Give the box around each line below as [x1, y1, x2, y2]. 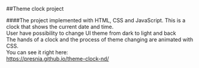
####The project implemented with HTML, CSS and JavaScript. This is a [6, 17, 186, 23]
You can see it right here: [6, 49, 68, 56]
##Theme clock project [6, 5, 64, 12]
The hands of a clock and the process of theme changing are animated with [6, 36, 194, 43]
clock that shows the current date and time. [6, 23, 114, 30]
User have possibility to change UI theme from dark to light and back [6, 29, 176, 37]
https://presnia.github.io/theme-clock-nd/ [6, 55, 109, 62]
